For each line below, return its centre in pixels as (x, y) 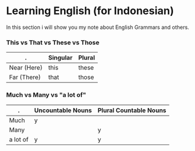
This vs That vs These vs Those (53, 42)
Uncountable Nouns (63, 110)
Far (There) (25, 77)
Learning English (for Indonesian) (90, 11)
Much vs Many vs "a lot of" (46, 95)
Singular (60, 58)
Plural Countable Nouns (132, 110)
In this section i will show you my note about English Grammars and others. (98, 27)
